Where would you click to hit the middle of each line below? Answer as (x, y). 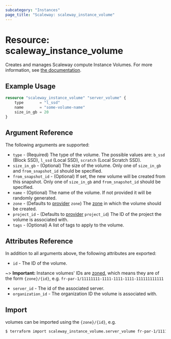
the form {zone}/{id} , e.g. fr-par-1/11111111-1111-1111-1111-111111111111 (84, 278)
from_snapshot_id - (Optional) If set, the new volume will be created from (89, 177)
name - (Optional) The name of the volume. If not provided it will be (82, 193)
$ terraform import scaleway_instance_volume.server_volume (70, 331)
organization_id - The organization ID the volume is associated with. (85, 294)
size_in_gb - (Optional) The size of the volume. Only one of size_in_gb (87, 165)
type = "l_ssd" (37, 103)
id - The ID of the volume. (40, 263)
